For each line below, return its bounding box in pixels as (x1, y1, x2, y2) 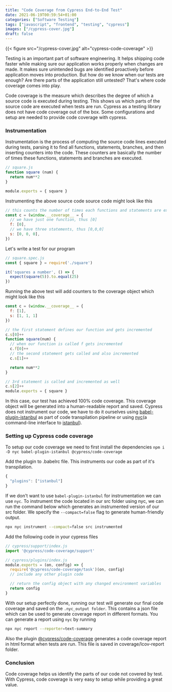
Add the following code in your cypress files (5, 534, 98, 540)
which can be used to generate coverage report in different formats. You (5, 610, 158, 617)
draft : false (5, 31, 33, 36)
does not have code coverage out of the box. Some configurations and (5, 109, 155, 115)
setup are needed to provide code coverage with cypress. (5, 114, 127, 120)
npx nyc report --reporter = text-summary (5, 626, 93, 631)
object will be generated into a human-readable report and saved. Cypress (5, 403, 163, 410)
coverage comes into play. (5, 83, 61, 89)
